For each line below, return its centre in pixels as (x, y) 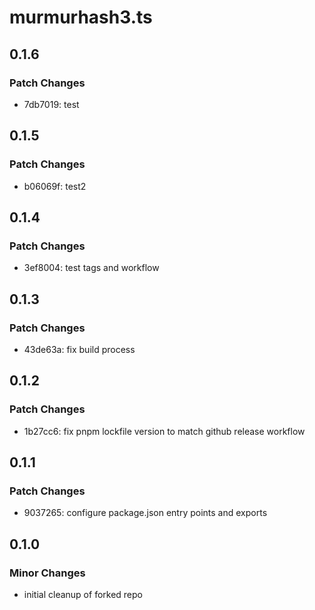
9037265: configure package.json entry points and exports (145, 513)
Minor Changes (47, 573)
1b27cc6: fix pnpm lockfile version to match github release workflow (164, 431)
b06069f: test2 (55, 186)
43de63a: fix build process (79, 349)
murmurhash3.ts (81, 17)
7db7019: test (51, 104)
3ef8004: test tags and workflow (91, 268)
